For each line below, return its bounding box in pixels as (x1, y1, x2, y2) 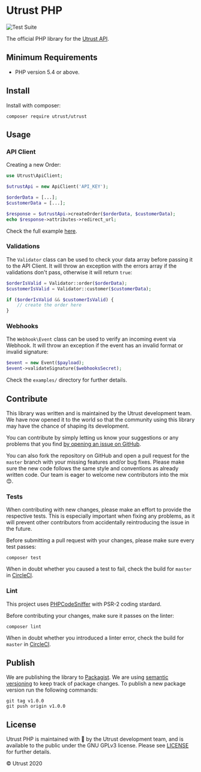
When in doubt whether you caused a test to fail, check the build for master (6, 565, 192, 573)
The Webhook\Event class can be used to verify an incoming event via (6, 335, 176, 343)
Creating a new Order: (6, 161, 61, 169)
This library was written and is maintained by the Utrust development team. (6, 410, 192, 417)
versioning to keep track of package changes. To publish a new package (6, 680, 186, 687)
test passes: (6, 543, 37, 551)
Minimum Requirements (6, 52, 98, 63)
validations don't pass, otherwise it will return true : (6, 268, 133, 276)
